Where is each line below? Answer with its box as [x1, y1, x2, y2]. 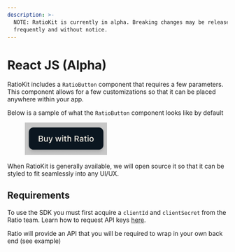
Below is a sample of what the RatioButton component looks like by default [7, 108, 224, 117]
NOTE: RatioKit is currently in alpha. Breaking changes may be [13, 18, 205, 26]
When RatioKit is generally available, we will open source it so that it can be [7, 162, 225, 170]
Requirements [7, 190, 70, 202]
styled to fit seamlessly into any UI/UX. [7, 169, 119, 178]
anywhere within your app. [7, 95, 84, 104]
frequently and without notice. [13, 26, 108, 33]
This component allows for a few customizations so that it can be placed [7, 87, 216, 96]
